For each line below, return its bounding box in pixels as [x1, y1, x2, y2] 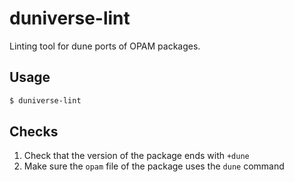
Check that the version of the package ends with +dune [23, 150, 250, 162]
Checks [9, 123, 59, 141]
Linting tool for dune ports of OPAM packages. [9, 40, 201, 52]
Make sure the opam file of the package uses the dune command [23, 160, 285, 172]
